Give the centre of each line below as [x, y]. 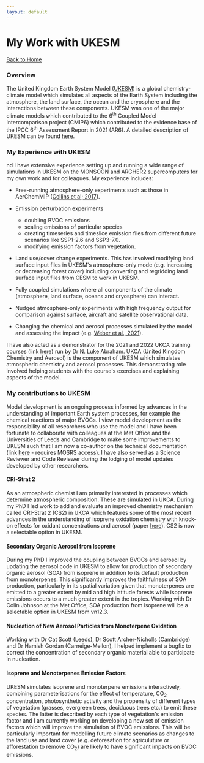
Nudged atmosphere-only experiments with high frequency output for [103, 308]
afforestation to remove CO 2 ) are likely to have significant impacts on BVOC [101, 747]
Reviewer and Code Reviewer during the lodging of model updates [90, 459]
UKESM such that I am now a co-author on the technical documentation [97, 446]
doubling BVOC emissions [57, 221]
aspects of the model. [34, 378]
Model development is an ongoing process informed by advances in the [97, 407]
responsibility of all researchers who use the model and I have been [92, 426]
